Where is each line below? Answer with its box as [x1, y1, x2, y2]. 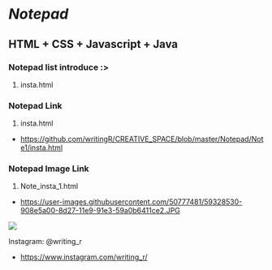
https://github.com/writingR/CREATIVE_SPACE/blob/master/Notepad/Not [19, 135, 264, 144]
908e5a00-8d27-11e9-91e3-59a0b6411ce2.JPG [19, 206, 181, 216]
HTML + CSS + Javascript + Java [8, 37, 179, 51]
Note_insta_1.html [19, 182, 79, 191]
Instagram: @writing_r [8, 237, 83, 246]
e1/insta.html [19, 143, 63, 152]
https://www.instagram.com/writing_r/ [19, 252, 148, 262]
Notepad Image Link [8, 163, 89, 174]
